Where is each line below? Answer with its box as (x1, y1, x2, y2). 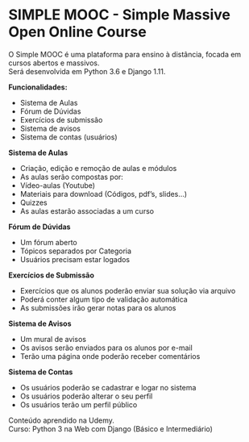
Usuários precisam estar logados (19, 254, 131, 264)
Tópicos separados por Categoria (19, 246, 131, 256)
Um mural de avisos (19, 334, 87, 344)
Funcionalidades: (8, 82, 68, 92)
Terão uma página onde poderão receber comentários (19, 351, 201, 361)
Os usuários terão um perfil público (19, 399, 138, 409)
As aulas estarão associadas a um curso (19, 206, 155, 215)
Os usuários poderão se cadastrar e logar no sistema (19, 382, 197, 392)
